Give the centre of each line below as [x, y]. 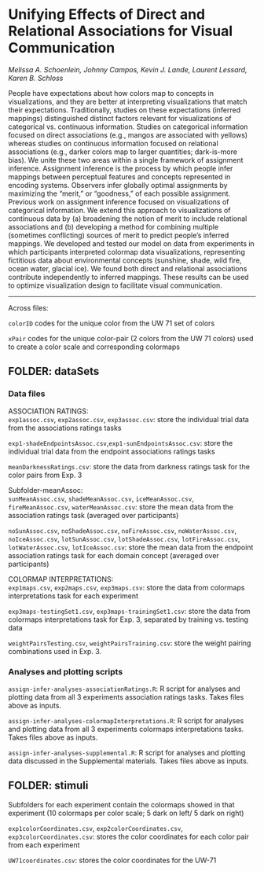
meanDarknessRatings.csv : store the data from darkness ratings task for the [129, 466]
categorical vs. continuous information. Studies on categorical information [128, 127]
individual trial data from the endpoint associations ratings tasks [112, 451]
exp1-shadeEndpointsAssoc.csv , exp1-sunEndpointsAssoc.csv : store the [121, 443]
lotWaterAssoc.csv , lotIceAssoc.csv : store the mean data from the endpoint [131, 547]
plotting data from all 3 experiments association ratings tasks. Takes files [126, 696]
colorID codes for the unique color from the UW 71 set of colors [112, 323]
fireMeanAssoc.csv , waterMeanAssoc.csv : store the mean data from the [121, 507]
